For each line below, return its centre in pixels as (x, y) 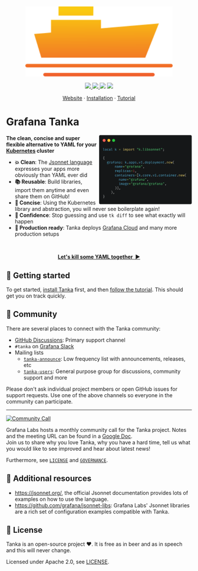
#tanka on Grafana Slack (44, 346)
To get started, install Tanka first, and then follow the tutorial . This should (95, 290)
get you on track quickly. (36, 296)
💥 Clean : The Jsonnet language (53, 162)
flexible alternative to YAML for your (52, 144)
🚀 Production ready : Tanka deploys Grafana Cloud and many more (96, 228)
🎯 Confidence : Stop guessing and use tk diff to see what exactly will (100, 215)
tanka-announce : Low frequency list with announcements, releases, (104, 359)
